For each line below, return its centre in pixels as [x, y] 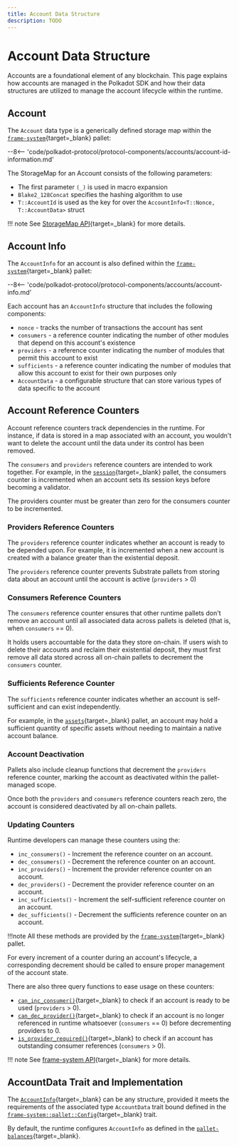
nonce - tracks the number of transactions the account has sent [110, 328]
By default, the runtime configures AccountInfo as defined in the [101, 1128]
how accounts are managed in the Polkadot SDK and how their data [106, 84]
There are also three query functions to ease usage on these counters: [111, 986]
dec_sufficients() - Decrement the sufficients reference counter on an [122, 915]
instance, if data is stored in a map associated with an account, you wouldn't [119, 435]
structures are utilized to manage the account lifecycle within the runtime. [115, 91]
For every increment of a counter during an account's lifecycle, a [102, 958]
